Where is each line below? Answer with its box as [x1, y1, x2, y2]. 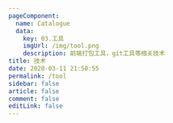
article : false [8, 87, 60, 95]
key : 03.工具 [23, 34, 65, 43]
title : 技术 [8, 57, 46, 66]
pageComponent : [8, 11, 60, 20]
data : [15, 27, 35, 35]
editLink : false [8, 102, 63, 110]
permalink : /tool [8, 72, 67, 80]
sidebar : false [8, 79, 60, 87]
